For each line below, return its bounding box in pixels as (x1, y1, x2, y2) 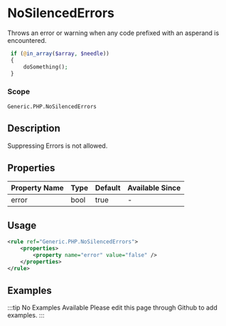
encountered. (7, 36, 47, 44)
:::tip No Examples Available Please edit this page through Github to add (7, 303, 218, 312)
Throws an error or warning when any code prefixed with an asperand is (7, 29, 220, 37)
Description (7, 123, 60, 135)
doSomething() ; (23, 63, 69, 71)
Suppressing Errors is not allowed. (7, 141, 108, 150)
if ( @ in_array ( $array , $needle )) (10, 50, 110, 57)
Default (95, 183, 121, 193)
